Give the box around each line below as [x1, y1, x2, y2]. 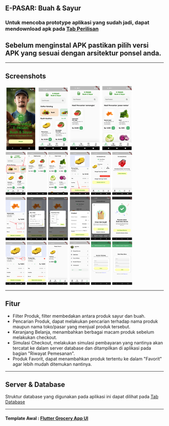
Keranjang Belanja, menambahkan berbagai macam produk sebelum [12, 329, 154, 335]
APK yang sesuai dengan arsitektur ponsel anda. [5, 49, 162, 57]
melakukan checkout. [12, 334, 57, 340]
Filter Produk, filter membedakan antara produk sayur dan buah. [12, 313, 146, 319]
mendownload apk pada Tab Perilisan [5, 25, 99, 32]
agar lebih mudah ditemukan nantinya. [12, 361, 92, 367]
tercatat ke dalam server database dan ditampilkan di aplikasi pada [12, 345, 151, 351]
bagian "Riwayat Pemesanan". [12, 350, 75, 357]
